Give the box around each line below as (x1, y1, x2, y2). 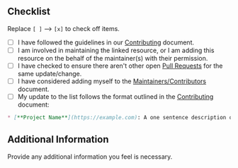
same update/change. (17, 70, 82, 78)
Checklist (7, 6, 51, 18)
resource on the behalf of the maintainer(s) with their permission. (17, 54, 208, 62)
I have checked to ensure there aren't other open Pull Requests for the (17, 61, 223, 70)
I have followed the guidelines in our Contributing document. (17, 38, 195, 47)
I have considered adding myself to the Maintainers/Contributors (17, 77, 207, 85)
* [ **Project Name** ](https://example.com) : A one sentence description (7, 114, 227, 121)
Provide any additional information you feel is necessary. (7, 152, 173, 161)
